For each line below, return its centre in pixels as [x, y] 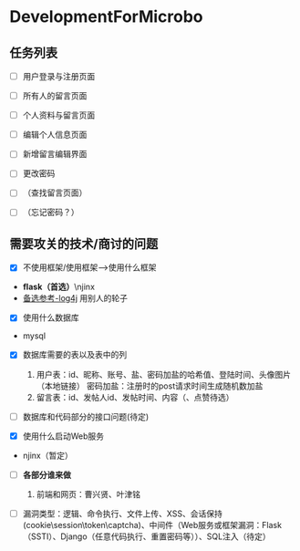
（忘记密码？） [51, 213]
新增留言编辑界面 [55, 154]
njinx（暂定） [47, 455]
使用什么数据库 [51, 317]
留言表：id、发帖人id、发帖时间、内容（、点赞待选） [135, 397]
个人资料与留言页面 [59, 115]
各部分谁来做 [47, 474]
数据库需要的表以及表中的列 [75, 355]
